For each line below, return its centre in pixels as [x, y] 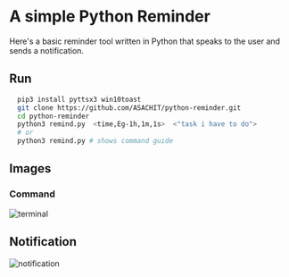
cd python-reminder [54, 116]
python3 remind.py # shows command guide [95, 141]
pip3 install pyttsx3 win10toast [79, 99]
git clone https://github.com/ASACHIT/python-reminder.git [129, 108]
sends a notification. [47, 50]
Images [30, 168]
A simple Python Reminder [110, 17]
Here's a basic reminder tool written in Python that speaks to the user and [145, 41]
